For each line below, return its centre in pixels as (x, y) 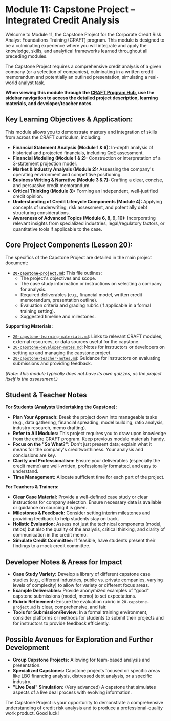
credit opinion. (28, 196)
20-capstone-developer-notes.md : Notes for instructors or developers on (89, 347)
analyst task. (31, 83)
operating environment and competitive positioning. (67, 174)
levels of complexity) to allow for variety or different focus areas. (81, 585)
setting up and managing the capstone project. (62, 353)
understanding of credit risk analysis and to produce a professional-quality (84, 708)
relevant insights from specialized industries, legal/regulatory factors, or (89, 223)
